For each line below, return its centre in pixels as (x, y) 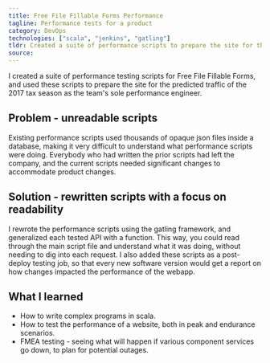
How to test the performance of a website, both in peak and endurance (137, 324)
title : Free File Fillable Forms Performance (86, 16)
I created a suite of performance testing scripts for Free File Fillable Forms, (132, 76)
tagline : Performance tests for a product (80, 23)
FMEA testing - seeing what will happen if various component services (137, 341)
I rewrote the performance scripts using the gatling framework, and (120, 229)
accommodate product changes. (62, 171)
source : (21, 53)
